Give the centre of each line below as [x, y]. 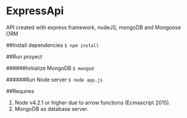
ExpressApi [35, 11]
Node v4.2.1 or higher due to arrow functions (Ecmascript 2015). [93, 103]
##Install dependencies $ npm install [53, 45]
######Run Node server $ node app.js [55, 79]
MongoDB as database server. [51, 109]
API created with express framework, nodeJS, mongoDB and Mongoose [93, 27]
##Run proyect [24, 56]
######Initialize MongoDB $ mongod [50, 68]
